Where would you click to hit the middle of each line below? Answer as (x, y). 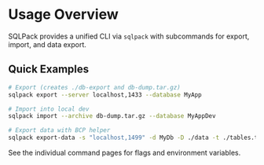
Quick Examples (49, 70)
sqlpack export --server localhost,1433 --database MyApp (105, 95)
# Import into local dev (49, 109)
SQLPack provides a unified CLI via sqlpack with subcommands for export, (129, 36)
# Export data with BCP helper (59, 130)
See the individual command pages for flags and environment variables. (125, 152)
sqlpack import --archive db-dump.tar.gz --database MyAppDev (112, 116)
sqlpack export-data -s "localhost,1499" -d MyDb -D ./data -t (114, 138)
